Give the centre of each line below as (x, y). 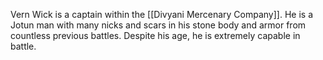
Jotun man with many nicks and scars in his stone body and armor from (158, 25)
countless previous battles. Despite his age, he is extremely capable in (155, 35)
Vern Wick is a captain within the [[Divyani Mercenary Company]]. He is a (161, 14)
